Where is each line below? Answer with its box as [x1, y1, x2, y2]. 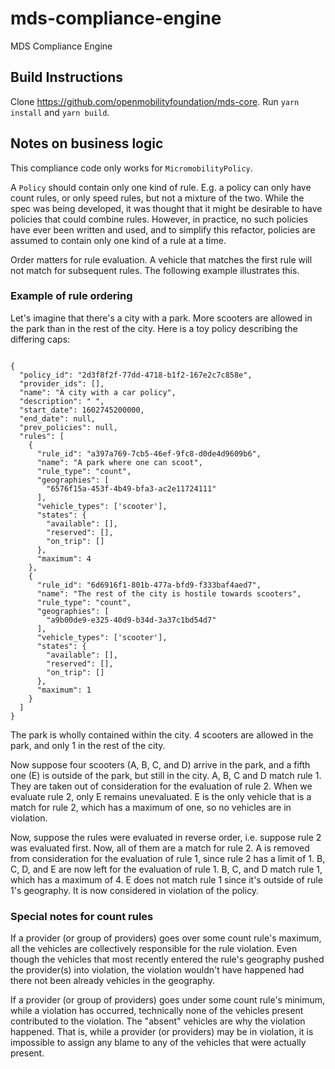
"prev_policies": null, [19, 422, 118, 432]
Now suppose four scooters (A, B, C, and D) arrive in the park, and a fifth [10, 758, 311, 771]
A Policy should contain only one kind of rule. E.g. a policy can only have [10, 181, 312, 193]
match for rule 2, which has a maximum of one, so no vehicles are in [10, 801, 292, 813]
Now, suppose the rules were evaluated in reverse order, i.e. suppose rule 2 [10, 831, 322, 843]
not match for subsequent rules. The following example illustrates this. [10, 264, 300, 276]
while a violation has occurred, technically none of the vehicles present [10, 1005, 304, 1017]
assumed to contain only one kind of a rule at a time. [10, 234, 227, 246]
